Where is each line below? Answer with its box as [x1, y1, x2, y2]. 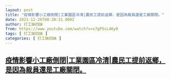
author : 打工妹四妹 [5, 21, 43, 27]
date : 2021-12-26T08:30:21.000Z [5, 17, 74, 22]
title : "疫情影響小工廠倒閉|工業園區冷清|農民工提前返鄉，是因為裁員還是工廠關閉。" [5, 12, 164, 17]
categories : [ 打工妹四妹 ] [5, 36, 62, 41]
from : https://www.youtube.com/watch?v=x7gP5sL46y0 [5, 27, 118, 32]
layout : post [5, 7, 33, 13]
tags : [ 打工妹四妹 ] [5, 31, 48, 36]
